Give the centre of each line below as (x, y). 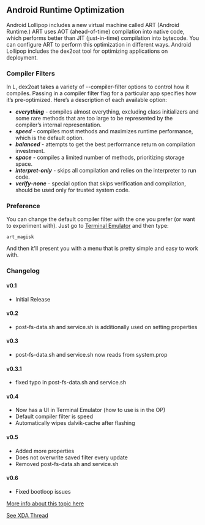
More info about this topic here (45, 504)
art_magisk (20, 237)
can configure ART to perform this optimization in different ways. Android (99, 44)
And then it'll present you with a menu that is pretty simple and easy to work (102, 249)
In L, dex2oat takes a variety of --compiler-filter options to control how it (98, 87)
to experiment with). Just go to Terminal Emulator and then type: (88, 226)
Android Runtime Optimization (65, 10)
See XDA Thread (28, 515)
